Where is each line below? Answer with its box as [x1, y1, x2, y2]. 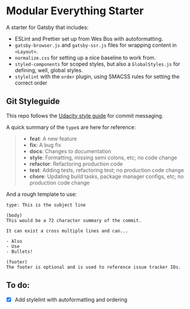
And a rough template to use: [6, 191, 77, 198]
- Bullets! [6, 249, 33, 255]
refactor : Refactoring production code [29, 160, 123, 167]
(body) [6, 212, 22, 218]
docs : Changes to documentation [29, 147, 111, 154]
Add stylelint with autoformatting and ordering [14, 296, 128, 303]
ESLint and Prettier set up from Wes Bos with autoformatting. [14, 35, 163, 42]
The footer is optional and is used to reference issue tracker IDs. [6, 264, 182, 270]
